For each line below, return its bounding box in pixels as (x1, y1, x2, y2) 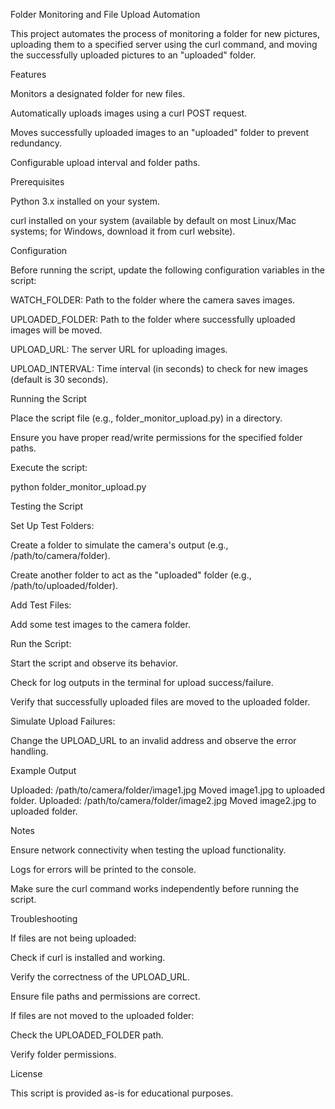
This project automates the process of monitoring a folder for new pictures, (10, 28, 320, 39)
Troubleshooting (10, 913, 78, 924)
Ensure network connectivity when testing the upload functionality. (10, 844, 287, 856)
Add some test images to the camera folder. (10, 619, 191, 630)
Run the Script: (10, 638, 72, 649)
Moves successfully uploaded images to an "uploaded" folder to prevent (10, 127, 310, 138)
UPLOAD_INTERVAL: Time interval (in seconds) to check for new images (10, 363, 308, 374)
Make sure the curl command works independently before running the (10, 883, 300, 894)
